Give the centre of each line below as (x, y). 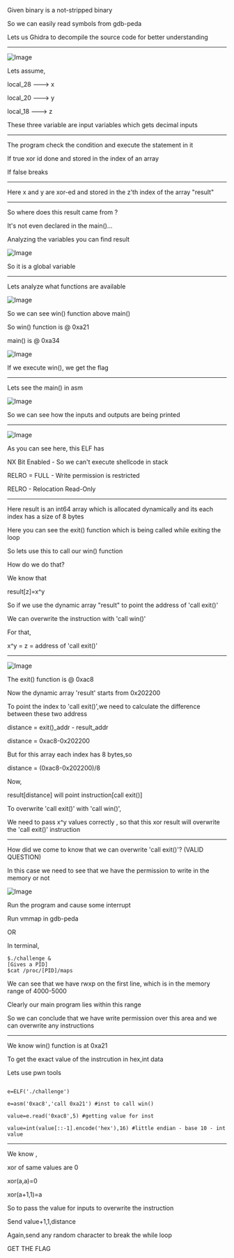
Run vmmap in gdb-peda (43, 919)
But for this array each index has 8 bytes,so (70, 754)
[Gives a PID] (28, 965)
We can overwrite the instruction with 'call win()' (77, 619)
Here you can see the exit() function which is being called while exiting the (114, 530)
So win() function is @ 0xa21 (48, 327)
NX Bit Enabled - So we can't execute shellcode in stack (88, 462)
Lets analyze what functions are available (67, 286)
